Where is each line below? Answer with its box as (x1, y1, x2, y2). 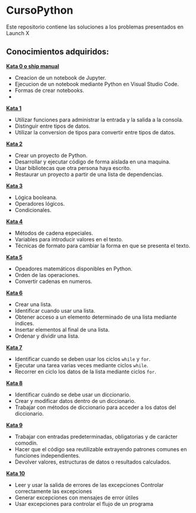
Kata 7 (6, 344, 23, 351)
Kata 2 (6, 140, 23, 147)
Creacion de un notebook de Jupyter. (14, 74, 106, 81)
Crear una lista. (14, 301, 52, 308)
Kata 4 (6, 218, 23, 225)
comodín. (14, 439, 39, 446)
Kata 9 (6, 421, 23, 429)
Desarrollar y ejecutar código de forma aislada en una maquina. (14, 158, 170, 165)
